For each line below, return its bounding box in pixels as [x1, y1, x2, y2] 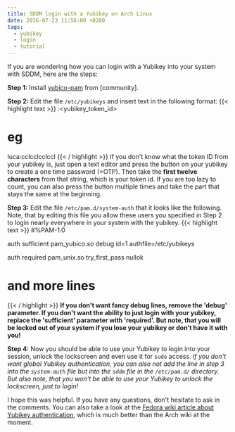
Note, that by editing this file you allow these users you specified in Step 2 [7, 210, 222, 219]
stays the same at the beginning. [7, 189, 102, 198]
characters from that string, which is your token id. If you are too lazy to [7, 174, 217, 183]
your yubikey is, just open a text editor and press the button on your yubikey [7, 160, 228, 168]
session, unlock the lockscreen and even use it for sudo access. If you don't [7, 352, 227, 360]
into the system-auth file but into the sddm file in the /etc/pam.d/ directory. [7, 367, 220, 375]
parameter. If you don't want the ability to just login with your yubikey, [7, 308, 217, 317]
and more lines [7, 278, 96, 294]
